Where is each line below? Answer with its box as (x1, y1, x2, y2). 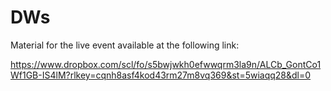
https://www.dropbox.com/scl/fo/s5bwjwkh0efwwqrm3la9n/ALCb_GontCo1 (10, 58, 322, 70)
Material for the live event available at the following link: (10, 39, 240, 51)
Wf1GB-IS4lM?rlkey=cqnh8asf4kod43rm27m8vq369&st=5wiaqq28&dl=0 (10, 69, 312, 81)
